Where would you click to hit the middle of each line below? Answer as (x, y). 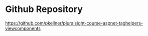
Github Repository (44, 9)
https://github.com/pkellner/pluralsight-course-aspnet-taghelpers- (74, 23)
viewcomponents (23, 28)
